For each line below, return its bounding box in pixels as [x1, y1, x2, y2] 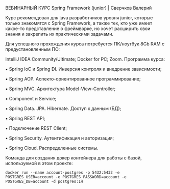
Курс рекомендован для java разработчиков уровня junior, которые [5, 15, 153, 20]
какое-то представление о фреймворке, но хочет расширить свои [5, 25, 151, 32]
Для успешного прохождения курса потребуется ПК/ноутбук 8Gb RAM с [5, 41, 165, 47]
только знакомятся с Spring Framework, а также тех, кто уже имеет [5, 20, 153, 26]
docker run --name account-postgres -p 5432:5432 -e [5, 170, 120, 175]
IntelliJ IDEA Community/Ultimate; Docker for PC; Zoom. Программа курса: [5, 56, 165, 62]
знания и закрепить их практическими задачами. [5, 31, 114, 37]
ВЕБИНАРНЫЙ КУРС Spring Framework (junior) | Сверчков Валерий [5, 5, 152, 11]
